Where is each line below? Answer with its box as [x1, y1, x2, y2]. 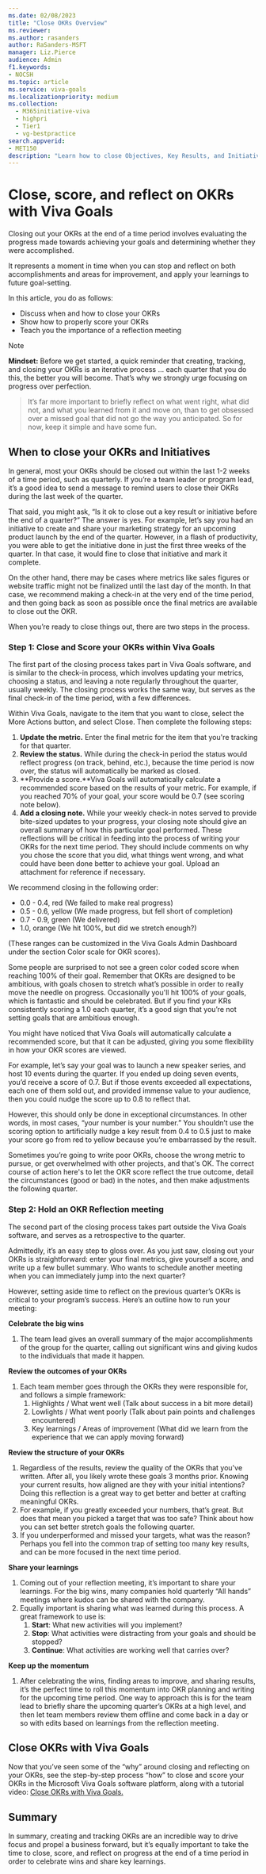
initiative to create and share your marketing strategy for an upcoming [8, 524, 237, 533]
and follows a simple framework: [19, 1389, 127, 1400]
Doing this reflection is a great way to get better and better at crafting [19, 1488, 247, 1497]
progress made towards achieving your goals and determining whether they [8, 237, 256, 247]
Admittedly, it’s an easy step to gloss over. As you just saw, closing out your [8, 1246, 255, 1255]
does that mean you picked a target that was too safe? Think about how [19, 1513, 254, 1523]
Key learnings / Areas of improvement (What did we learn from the [31, 1424, 249, 1433]
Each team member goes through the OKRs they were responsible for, [19, 1382, 249, 1391]
